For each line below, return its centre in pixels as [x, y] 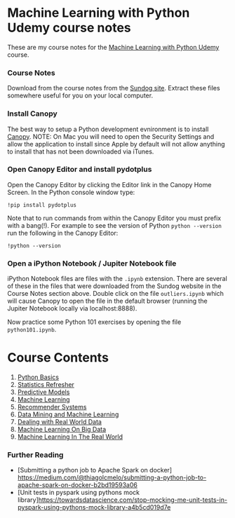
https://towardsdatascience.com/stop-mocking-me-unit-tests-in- [133, 500]
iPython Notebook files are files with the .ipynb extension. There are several [117, 279]
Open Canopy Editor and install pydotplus [80, 170]
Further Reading [35, 455]
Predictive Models [43, 392]
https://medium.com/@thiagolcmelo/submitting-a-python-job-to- [112, 477]
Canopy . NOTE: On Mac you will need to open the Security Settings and [111, 136]
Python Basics [38, 377]
